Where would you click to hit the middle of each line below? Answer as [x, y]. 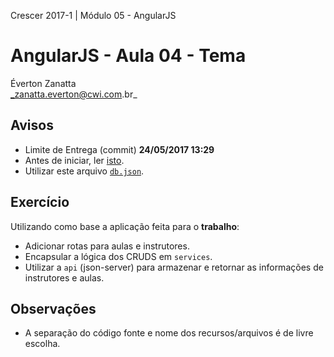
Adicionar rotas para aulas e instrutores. [107, 246]
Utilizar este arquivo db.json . [84, 171]
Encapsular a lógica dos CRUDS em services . [118, 256]
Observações [53, 308]
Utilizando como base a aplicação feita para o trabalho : [125, 226]
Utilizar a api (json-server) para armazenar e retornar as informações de [174, 267]
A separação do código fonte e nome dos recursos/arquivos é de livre [169, 333]
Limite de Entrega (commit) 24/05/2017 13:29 [119, 149]
